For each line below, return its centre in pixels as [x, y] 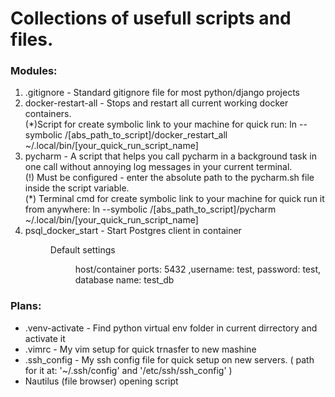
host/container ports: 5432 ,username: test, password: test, [197, 269]
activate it [45, 338]
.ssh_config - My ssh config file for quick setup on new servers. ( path [169, 359]
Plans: [26, 306]
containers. [48, 114]
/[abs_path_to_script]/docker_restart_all [146, 135]
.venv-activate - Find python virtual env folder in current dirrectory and [171, 328]
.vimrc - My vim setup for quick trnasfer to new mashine [140, 349]
